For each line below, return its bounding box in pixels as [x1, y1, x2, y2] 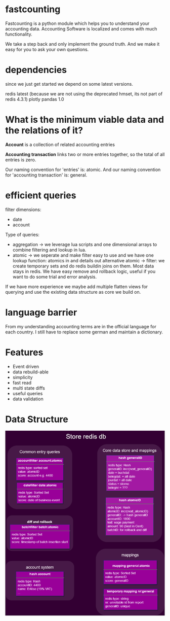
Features [5, 347, 44, 358]
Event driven [12, 363, 39, 369]
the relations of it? [5, 125, 83, 136]
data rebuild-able [12, 369, 49, 375]
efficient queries [5, 190, 76, 201]
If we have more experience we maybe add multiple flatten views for [5, 283, 148, 290]
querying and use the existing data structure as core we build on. [5, 289, 141, 295]
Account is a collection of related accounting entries [5, 141, 115, 148]
